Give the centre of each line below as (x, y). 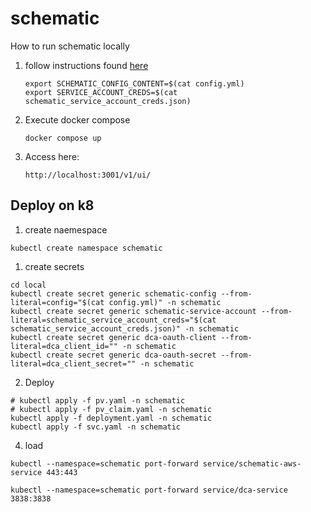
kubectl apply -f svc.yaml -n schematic (96, 427)
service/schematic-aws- (252, 463)
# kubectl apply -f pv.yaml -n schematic (98, 400)
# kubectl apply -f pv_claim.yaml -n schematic (111, 409)
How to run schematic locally (70, 46)
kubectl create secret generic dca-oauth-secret (113, 355)
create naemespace (66, 229)
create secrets (54, 266)
